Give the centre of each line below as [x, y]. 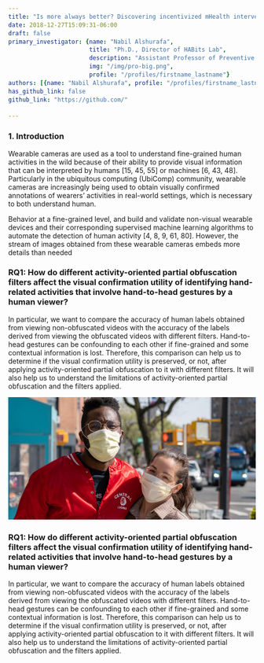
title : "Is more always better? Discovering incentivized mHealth [119, 17]
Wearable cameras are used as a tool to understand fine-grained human [125, 153]
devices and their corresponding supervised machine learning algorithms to [131, 227]
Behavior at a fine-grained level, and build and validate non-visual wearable [130, 219]
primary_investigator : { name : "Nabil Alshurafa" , [91, 42]
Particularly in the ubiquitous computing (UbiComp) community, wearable [127, 179]
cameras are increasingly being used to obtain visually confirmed [114, 187]
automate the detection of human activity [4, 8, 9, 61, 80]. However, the [123, 235]
